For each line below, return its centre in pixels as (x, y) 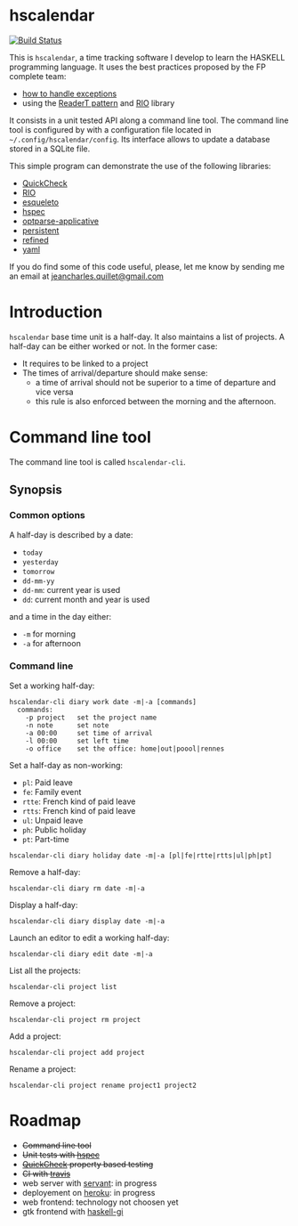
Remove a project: (43, 1003)
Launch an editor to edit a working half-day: (89, 938)
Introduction (56, 312)
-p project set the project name (91, 718)
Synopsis (36, 490)
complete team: (38, 76)
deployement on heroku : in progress (89, 1192)
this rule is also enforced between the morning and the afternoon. (156, 401)
